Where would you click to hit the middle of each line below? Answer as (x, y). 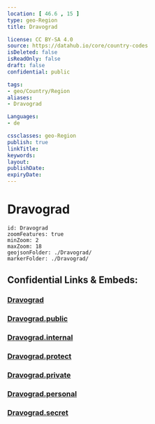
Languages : (23, 117)
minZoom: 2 (23, 240)
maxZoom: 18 (24, 246)
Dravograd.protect (39, 356)
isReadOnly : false (34, 59)
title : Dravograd (32, 27)
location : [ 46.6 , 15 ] (43, 14)
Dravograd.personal (42, 394)
